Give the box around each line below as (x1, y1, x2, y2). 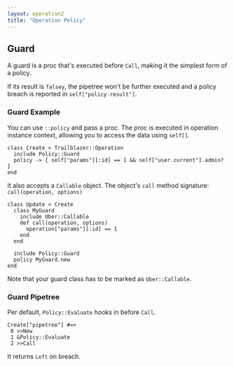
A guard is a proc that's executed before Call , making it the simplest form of (7, 61, 228, 70)
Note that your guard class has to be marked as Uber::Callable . (7, 274, 192, 283)
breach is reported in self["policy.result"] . (7, 90, 137, 98)
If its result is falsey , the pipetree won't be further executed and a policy (7, 82, 217, 91)
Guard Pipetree (7, 292, 60, 301)
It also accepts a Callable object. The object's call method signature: (7, 181, 209, 189)
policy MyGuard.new (13, 256, 71, 263)
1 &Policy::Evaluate (10, 334, 71, 341)
